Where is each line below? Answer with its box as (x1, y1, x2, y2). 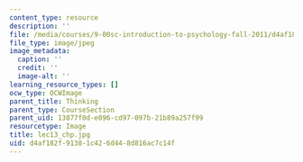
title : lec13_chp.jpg (9, 130, 91, 139)
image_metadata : (9, 47, 70, 56)
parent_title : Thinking (9, 96, 99, 106)
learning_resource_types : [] (9, 80, 119, 89)
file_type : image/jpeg (9, 38, 95, 48)
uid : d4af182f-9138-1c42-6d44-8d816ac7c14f (9, 139, 176, 148)
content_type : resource (9, 13, 99, 22)
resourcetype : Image (9, 122, 87, 131)
